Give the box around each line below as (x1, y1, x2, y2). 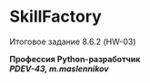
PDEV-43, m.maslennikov (9, 63, 109, 74)
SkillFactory (9, 6, 102, 27)
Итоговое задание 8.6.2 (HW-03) (9, 36, 136, 47)
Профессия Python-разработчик (9, 53, 141, 64)
